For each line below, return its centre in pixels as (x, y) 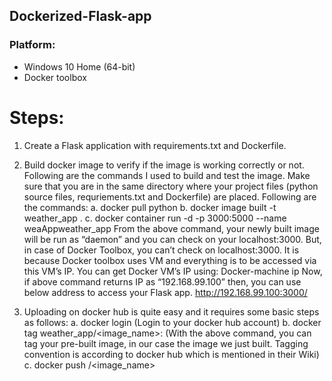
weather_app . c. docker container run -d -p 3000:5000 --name (155, 218)
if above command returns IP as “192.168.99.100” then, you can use (162, 281)
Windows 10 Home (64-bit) (79, 66)
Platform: (32, 45)
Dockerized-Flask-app (80, 16)
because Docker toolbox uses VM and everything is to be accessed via (170, 260)
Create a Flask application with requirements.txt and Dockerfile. (155, 145)
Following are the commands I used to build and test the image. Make (167, 175)
